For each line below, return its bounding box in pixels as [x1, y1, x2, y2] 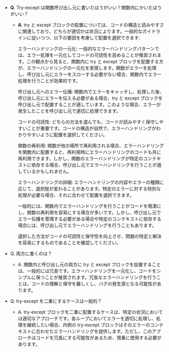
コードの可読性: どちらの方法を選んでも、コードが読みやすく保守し [17, 119, 160, 125]
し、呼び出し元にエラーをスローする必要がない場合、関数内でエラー [17, 71, 162, 77]
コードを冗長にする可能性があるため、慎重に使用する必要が [35, 335, 162, 341]
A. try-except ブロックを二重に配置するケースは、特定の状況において [17, 309, 163, 315]
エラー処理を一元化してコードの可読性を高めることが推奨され [27, 52, 157, 58]
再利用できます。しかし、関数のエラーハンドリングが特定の [17, 156, 143, 161]
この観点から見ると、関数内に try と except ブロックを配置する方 [26, 59, 164, 64]
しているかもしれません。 [17, 169, 72, 174]
